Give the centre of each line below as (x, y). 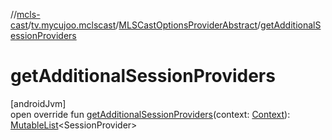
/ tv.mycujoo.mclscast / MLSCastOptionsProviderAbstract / (144, 25)
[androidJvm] (38, 103)
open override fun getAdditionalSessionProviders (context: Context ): (150, 114)
